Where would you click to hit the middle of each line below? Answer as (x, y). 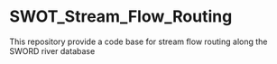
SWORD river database (52, 50)
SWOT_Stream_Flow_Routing (121, 17)
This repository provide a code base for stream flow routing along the (138, 41)
